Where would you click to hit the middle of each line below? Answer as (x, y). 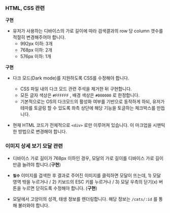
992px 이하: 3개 (36, 44)
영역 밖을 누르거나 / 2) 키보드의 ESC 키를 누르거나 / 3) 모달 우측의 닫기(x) (85, 181)
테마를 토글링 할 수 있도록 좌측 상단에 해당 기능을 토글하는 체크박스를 (88, 108)
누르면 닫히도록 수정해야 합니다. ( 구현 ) (60, 188)
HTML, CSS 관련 (25, 8)
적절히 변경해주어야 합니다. (39, 37)
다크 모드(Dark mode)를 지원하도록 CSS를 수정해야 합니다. (71, 78)
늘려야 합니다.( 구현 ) (41, 165)
